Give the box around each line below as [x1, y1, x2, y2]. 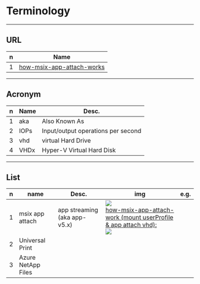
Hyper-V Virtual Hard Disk [42, 146, 116, 154]
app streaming [57, 206, 98, 214]
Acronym [6, 89, 41, 99]
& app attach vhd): [105, 221, 157, 229]
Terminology [6, 4, 70, 18]
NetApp [18, 261, 40, 269]
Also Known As [42, 117, 85, 125]
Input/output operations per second [42, 127, 142, 135]
